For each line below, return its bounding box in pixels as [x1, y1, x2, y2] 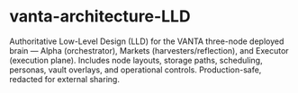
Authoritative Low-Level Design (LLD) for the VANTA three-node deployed [9, 36, 284, 46]
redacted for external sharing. [9, 73, 120, 84]
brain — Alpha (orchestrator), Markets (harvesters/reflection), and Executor [9, 45, 290, 55]
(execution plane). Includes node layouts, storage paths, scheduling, [9, 55, 263, 65]
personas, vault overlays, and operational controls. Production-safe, [9, 64, 262, 75]
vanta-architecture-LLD [9, 6, 191, 27]
